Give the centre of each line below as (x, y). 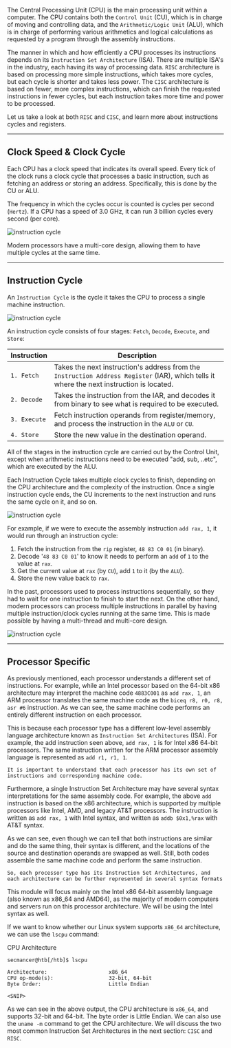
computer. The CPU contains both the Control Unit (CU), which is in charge (115, 17)
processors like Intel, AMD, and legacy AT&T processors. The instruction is (113, 811)
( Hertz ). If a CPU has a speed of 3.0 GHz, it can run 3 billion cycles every (110, 211)
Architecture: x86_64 (67, 972)
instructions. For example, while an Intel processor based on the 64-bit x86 (114, 686)
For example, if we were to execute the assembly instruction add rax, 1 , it (112, 528)
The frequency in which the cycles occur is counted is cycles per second (111, 204)
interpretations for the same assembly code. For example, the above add (109, 796)
